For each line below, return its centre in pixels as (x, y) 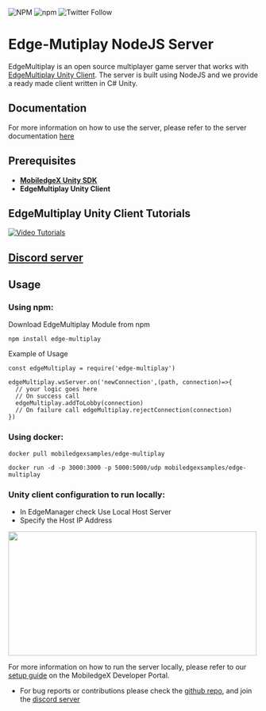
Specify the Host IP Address (66, 520)
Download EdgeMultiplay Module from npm (79, 324)
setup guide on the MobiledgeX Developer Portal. (89, 675)
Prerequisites (42, 161)
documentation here (41, 136)
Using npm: (31, 308)
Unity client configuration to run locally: (87, 495)
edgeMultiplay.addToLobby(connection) (80, 403)
